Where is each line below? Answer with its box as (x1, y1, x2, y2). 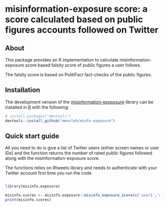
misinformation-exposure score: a (5, 3, 148, 15)
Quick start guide (5, 132, 59, 140)
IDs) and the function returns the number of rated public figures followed (5, 150, 152, 156)
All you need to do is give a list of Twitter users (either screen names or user (5, 145, 160, 151)
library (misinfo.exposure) (5, 184, 60, 189)
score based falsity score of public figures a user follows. (25, 62, 141, 68)
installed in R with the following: (5, 104, 70, 110)
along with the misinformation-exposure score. (5, 155, 100, 161)
